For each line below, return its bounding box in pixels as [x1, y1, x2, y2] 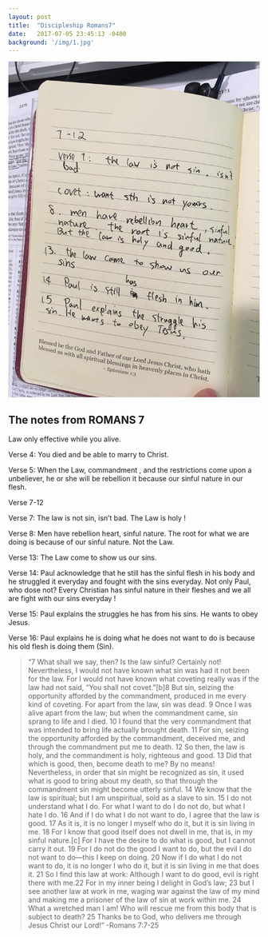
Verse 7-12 [8, 498, 44, 508]
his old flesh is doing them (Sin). [8, 642, 114, 652]
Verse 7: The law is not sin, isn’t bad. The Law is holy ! [8, 513, 186, 523]
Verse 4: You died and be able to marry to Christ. [8, 450, 169, 460]
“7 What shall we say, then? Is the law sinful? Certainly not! [27, 657, 222, 667]
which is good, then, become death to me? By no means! [27, 760, 215, 769]
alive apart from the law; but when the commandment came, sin [27, 708, 238, 718]
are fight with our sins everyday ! [8, 594, 116, 604]
